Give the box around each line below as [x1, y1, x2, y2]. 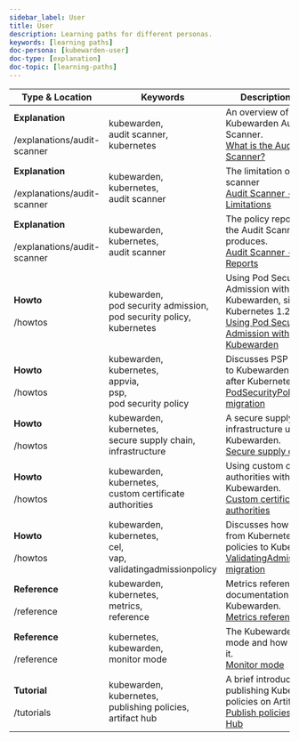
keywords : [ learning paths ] [9, 37, 114, 47]
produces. [225, 235, 269, 247]
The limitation [225, 165, 283, 177]
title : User [9, 21, 53, 30]
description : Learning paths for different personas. [9, 29, 214, 38]
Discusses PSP [225, 352, 289, 365]
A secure [225, 411, 263, 423]
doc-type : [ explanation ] [9, 54, 101, 63]
